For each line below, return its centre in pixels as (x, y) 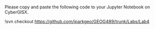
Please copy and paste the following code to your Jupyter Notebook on (77, 7)
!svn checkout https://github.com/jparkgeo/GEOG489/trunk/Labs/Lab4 (77, 22)
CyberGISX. (17, 12)
